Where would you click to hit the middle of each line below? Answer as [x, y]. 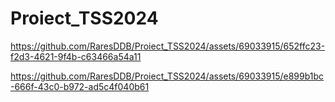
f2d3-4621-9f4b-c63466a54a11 [76, 56]
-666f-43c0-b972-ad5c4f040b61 [80, 86]
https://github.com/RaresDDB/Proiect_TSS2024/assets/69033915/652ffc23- [168, 46]
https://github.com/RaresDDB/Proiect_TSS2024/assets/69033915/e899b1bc [167, 76]
